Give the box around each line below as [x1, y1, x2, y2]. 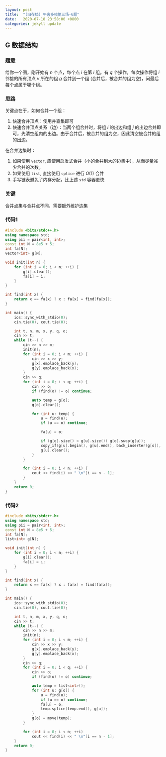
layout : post [5, 7, 32, 12]
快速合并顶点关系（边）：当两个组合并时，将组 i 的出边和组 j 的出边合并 [12, 124, 157, 130]
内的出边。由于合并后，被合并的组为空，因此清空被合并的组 [38, 130, 161, 137]
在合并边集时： [5, 147, 36, 153]
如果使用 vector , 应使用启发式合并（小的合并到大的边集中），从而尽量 [12, 158, 154, 164]
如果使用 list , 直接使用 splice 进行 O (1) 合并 [12, 170, 104, 177]
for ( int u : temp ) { [31, 411, 75, 416]
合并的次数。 [16, 164, 43, 170]
